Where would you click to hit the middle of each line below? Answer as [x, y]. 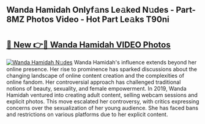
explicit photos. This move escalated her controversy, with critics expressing [103, 102]
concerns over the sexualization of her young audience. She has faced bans [102, 108]
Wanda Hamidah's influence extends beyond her [135, 62]
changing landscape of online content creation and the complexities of [95, 76]
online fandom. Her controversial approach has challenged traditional [94, 82]
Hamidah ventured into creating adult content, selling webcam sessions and [102, 95]
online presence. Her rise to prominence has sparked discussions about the [102, 69]
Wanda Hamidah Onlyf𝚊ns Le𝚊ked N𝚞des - [90, 10]
